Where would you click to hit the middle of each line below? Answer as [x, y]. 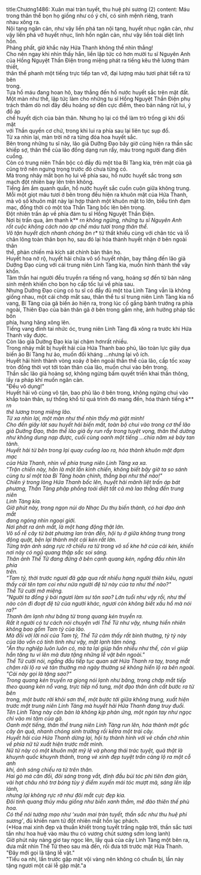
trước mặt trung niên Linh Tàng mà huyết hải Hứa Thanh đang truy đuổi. [96, 706]
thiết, [13, 67]
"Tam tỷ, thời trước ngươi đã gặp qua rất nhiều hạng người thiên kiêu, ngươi [100, 578]
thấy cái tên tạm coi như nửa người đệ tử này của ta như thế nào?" [89, 584]
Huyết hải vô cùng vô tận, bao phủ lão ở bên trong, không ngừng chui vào [97, 393]
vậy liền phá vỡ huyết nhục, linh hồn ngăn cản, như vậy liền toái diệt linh [95, 35]
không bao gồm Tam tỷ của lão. [46, 629]
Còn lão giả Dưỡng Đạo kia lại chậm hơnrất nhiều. [67, 342]
